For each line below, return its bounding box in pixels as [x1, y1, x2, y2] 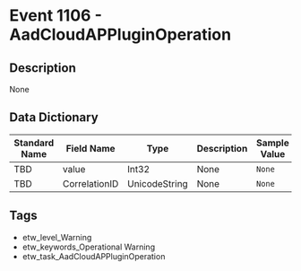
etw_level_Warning [21, 232, 92, 242]
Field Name [65, 142, 116, 154]
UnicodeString [126, 177, 188, 189]
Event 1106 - [9, 5, 103, 26]
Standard [13, 136, 55, 149]
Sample [256, 136, 289, 149]
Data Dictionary [9, 109, 99, 126]
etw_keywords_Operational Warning [21, 241, 155, 252]
